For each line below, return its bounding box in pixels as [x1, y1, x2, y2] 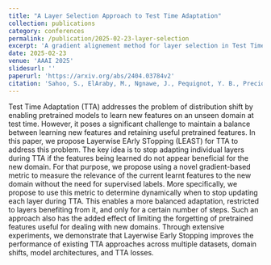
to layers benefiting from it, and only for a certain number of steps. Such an [8, 204, 259, 214]
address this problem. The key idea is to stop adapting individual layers [8, 145, 244, 154]
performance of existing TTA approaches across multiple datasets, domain [8, 239, 256, 249]
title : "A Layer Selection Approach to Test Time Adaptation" [8, 11, 222, 20]
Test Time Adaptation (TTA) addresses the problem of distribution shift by [8, 102, 254, 111]
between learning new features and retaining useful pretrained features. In [8, 127, 256, 137]
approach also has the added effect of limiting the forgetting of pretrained [8, 213, 254, 223]
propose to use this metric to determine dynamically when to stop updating [8, 187, 258, 197]
